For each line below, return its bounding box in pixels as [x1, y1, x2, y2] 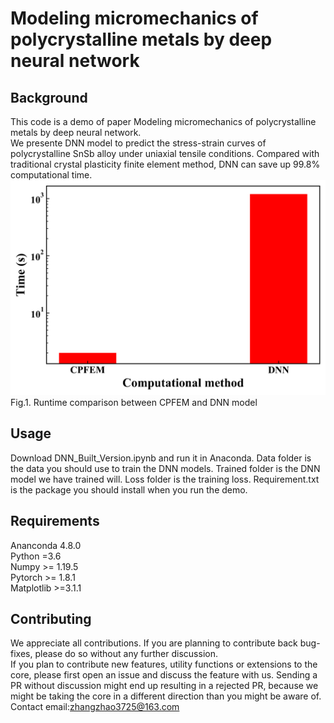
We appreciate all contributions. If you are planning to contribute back [10, 637, 298, 649]
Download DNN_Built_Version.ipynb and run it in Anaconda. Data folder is [10, 452, 312, 464]
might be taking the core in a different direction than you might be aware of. [10, 690, 322, 702]
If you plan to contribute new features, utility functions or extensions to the [10, 658, 318, 671]
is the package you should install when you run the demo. [10, 483, 248, 496]
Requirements [10, 513, 100, 530]
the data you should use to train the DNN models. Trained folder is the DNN [10, 462, 321, 474]
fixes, [10, 648, 33, 660]
